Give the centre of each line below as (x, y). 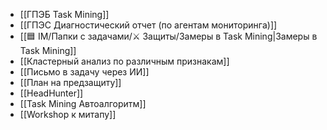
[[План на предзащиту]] (70, 82)
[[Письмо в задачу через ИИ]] (84, 72)
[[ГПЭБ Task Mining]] (64, 14)
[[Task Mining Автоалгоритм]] (83, 103)
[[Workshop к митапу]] (68, 114)
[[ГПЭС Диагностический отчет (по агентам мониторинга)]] (148, 25)
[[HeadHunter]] (51, 93)
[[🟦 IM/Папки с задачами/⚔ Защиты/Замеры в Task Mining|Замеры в (168, 36)
